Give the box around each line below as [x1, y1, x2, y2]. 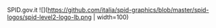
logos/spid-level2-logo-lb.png [7, 13, 92, 21]
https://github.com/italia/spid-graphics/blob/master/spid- [47, 6, 210, 14]
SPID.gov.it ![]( [7, 6, 48, 14]
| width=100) [93, 13, 129, 21]
